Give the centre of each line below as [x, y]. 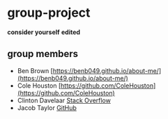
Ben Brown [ [35, 70]
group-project [49, 13]
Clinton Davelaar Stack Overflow [64, 100]
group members [43, 54]
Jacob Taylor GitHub [47, 108]
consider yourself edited [44, 32]
